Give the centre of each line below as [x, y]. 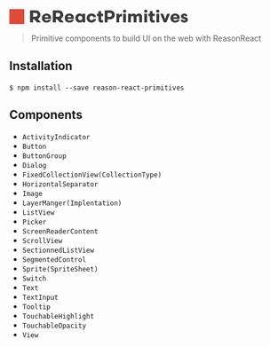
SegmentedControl [54, 260]
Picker [34, 222]
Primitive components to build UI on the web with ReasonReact [146, 38]
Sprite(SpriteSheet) [60, 269]
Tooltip [36, 307]
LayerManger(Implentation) [72, 203]
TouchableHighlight [58, 316]
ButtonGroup [44, 156]
